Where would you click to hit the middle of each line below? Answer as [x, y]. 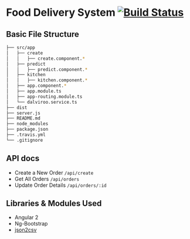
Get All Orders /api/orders [47, 179]
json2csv [26, 230]
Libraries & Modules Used [54, 203]
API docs [23, 158]
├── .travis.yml [26, 135]
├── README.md [23, 118]
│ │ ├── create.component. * [45, 59]
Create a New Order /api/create [54, 172]
